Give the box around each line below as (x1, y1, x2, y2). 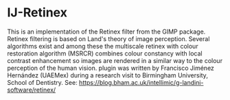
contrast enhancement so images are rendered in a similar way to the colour (7, 56, 223, 64)
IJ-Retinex (7, 5, 67, 21)
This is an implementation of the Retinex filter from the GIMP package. (7, 27, 206, 36)
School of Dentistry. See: (7, 78, 78, 86)
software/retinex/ (7, 86, 56, 94)
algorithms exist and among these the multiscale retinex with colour (7, 42, 198, 50)
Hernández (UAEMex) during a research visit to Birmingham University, (7, 71, 208, 79)
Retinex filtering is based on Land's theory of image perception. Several (7, 34, 210, 42)
